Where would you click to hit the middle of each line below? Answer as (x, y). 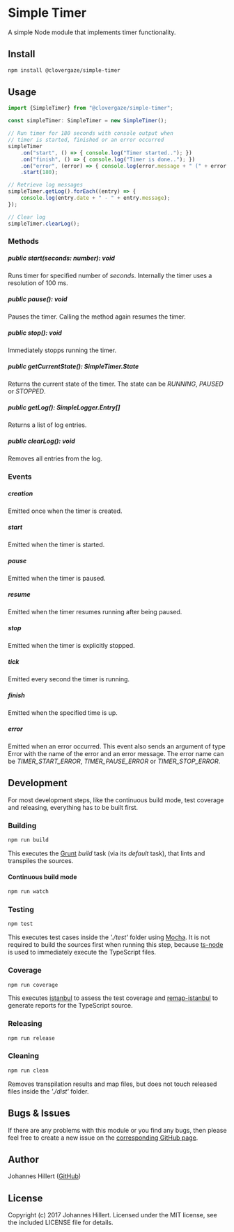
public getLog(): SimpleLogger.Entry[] (64, 407)
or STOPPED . (27, 391)
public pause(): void (38, 299)
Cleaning (24, 1056)
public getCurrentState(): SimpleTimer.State (73, 366)
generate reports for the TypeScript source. (70, 1006)
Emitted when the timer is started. (56, 545)
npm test (21, 924)
